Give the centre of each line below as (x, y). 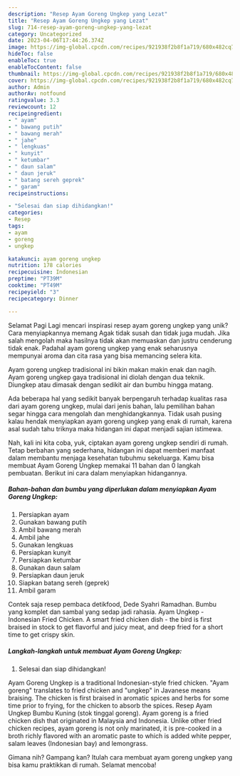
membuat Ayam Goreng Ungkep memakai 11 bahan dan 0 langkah (104, 465)
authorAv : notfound (37, 94)
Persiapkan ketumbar (49, 560)
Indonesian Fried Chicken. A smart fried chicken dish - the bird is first (110, 620)
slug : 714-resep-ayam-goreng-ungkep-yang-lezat (80, 27)
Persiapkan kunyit (45, 553)
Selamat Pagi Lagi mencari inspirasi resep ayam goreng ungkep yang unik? (118, 325)
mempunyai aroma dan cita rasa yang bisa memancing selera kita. (105, 356)
